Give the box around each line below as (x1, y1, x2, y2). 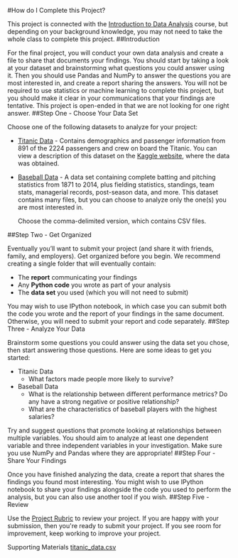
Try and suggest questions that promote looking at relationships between (7, 426, 222, 434)
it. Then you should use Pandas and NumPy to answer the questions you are (7, 71, 231, 80)
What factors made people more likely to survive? (28, 375, 174, 383)
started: (7, 354, 31, 361)
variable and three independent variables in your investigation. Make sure (7, 442, 222, 449)
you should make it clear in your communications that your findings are (7, 94, 215, 102)
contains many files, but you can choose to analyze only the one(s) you (17, 195, 227, 204)
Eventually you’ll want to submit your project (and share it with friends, (7, 244, 214, 253)
